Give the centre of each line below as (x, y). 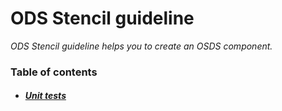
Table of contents (54, 72)
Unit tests (45, 96)
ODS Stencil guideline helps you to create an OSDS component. (141, 46)
